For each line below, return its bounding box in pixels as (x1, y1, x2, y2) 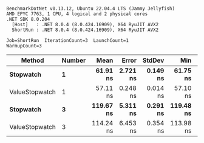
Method (21, 56, 44, 65)
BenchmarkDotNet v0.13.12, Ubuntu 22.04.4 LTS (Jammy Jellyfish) (6, 5, 175, 12)
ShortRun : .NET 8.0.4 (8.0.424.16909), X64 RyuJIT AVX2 (12, 27, 159, 33)
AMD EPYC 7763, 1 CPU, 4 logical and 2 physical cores (6, 11, 148, 17)
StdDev (142, 56, 165, 65)
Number (61, 56, 86, 65)
